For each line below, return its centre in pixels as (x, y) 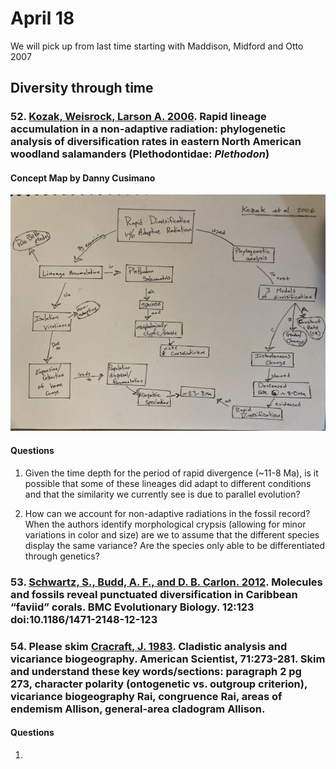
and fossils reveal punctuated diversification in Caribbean (154, 594)
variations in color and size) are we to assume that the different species (172, 534)
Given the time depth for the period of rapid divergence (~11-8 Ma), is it (171, 473)
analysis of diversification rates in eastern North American (156, 142)
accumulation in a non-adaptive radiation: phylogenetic (148, 129)
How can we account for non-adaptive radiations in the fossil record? (167, 513)
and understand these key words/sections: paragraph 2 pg (156, 671)
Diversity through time (82, 88)
